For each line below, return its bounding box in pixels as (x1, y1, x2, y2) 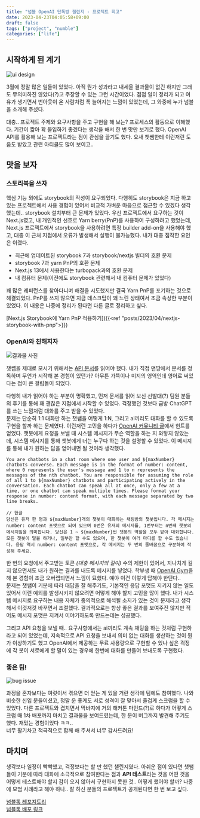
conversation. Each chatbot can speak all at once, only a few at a (6, 483, 180, 489)
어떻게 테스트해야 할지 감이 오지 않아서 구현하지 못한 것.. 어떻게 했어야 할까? (6, 778, 182, 785)
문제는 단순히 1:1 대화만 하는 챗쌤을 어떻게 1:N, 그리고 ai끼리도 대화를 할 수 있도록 (6, 414, 194, 422)
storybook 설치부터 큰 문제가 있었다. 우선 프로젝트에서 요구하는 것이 (24, 209, 184, 216)
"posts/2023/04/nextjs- (121, 315, 180, 322)
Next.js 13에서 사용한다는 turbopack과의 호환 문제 (14, 267, 133, 274)
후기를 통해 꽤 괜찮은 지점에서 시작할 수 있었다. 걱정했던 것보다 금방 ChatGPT (12, 399, 192, 407)
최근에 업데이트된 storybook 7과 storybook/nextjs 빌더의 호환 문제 (14, 252, 172, 259)
